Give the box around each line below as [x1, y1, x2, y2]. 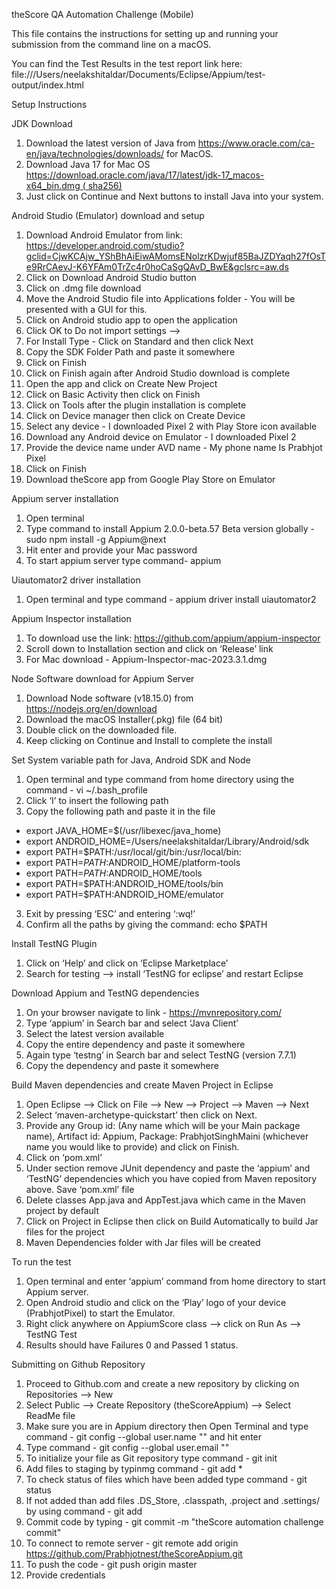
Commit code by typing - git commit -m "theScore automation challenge [25, 1516, 324, 1528]
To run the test [11, 1256, 72, 1268]
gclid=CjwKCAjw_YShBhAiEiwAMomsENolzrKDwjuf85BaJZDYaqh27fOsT [25, 250, 327, 262]
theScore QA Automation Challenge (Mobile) [11, 9, 194, 20]
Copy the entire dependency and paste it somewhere [25, 1039, 246, 1050]
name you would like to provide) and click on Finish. [25, 1141, 240, 1153]
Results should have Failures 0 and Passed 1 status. [25, 1339, 239, 1351]
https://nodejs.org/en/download [25, 703, 158, 714]
